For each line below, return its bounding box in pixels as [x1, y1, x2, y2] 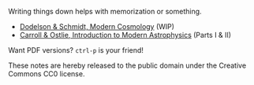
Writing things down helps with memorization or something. [8, 7, 203, 16]
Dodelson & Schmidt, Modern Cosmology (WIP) [19, 22, 175, 31]
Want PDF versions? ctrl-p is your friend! [8, 46, 144, 54]
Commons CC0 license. [8, 69, 85, 78]
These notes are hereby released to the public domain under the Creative [8, 61, 247, 70]
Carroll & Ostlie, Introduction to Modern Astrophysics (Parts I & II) [19, 31, 231, 39]
